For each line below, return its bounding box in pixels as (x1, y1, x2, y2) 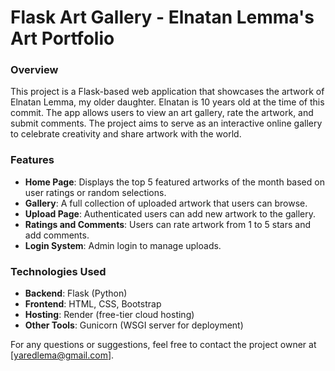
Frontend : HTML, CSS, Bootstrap (24, 298, 162, 310)
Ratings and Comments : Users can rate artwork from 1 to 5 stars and (24, 218, 312, 230)
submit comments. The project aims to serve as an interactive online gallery (10, 117, 323, 130)
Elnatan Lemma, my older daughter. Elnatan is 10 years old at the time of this (10, 96, 325, 108)
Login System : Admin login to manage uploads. (24, 239, 222, 251)
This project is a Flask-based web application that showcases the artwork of (10, 86, 325, 98)
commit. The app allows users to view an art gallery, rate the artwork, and (10, 107, 314, 119)
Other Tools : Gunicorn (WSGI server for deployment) (24, 319, 244, 331)
